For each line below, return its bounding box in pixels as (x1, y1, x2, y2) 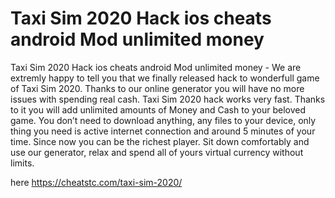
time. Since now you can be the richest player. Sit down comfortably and (10, 135, 310, 147)
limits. (10, 157, 35, 169)
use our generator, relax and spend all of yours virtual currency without (10, 146, 304, 158)
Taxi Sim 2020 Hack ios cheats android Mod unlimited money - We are (10, 61, 302, 73)
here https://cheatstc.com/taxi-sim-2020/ (10, 176, 183, 188)
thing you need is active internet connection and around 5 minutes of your (10, 125, 316, 137)
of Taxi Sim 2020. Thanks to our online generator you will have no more (10, 82, 305, 94)
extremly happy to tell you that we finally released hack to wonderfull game (10, 72, 320, 84)
